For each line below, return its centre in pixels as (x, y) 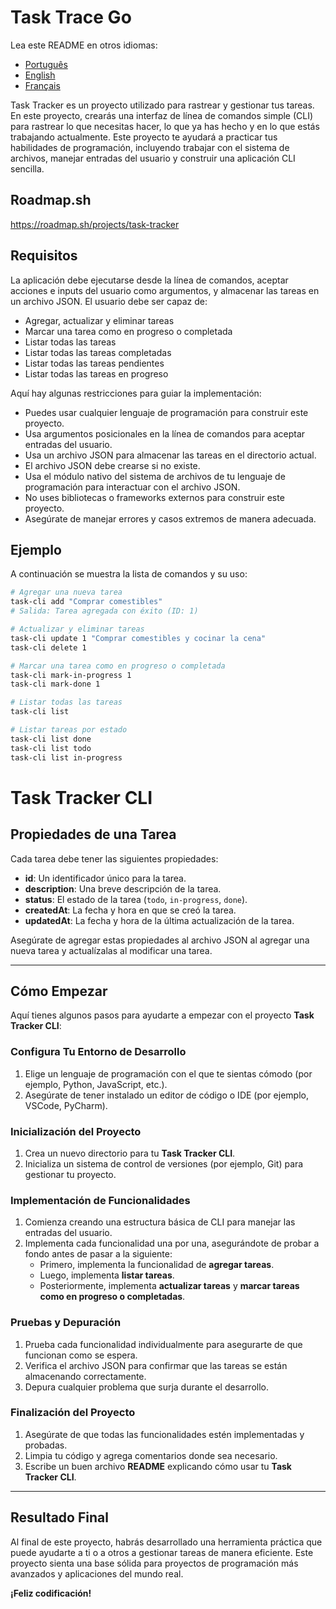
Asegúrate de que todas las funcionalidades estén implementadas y (164, 1434)
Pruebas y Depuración (66, 1323)
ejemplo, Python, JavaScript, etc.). (96, 1084)
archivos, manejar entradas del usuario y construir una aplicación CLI (153, 158)
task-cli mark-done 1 (55, 684)
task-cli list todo (51, 748)
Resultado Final (59, 1517)
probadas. (46, 1445)
